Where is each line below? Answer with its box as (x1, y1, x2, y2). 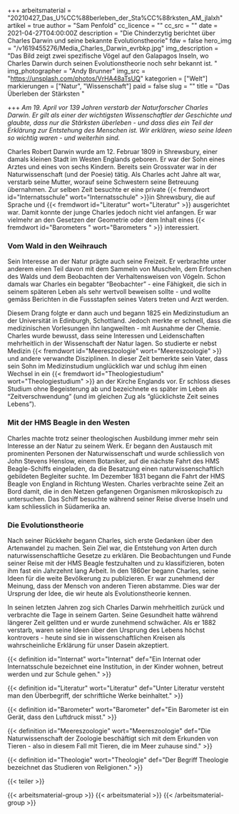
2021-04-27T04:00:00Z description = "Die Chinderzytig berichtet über (7, 29, 215, 37)
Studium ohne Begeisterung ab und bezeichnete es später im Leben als (7, 385, 218, 393)
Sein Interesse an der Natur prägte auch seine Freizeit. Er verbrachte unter (7, 257, 227, 266)
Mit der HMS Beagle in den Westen (7, 417, 131, 427)
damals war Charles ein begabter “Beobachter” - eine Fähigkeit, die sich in (7, 280, 227, 288)
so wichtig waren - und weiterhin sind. (7, 133, 121, 142)
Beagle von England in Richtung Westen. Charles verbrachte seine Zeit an (7, 479, 225, 488)
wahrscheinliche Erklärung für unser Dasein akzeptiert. (7, 641, 169, 649)
